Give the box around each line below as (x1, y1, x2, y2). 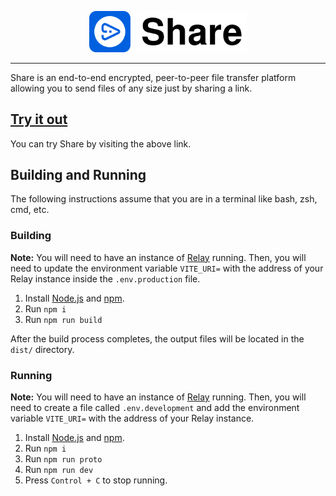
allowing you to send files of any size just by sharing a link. (10, 82, 253, 94)
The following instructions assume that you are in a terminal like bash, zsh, (10, 193, 318, 205)
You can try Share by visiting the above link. (10, 137, 192, 150)
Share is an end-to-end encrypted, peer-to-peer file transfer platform (10, 71, 297, 83)
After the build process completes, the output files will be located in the (10, 332, 305, 345)
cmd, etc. (10, 204, 50, 216)
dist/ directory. (10, 343, 75, 355)
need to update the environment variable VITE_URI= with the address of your (10, 262, 324, 274)
